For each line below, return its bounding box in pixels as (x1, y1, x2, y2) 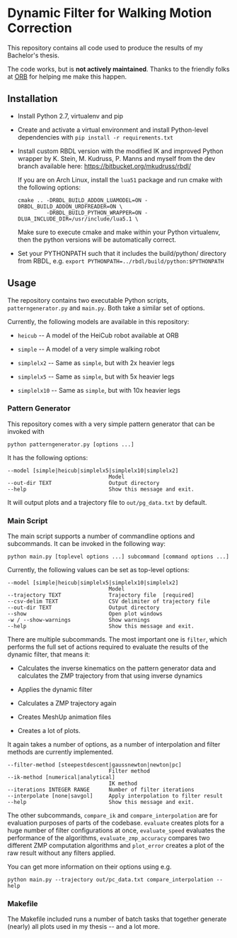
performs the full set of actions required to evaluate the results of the (7, 643, 209, 652)
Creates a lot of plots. (17, 727, 81, 735)
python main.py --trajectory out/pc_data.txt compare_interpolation (7, 876, 214, 883)
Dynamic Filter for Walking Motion (7, 5, 212, 21)
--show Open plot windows (7, 610, 163, 618)
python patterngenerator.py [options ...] (7, 441, 134, 448)
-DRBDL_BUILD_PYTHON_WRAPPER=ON (46, 209, 141, 216)
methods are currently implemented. (7, 748, 114, 756)
